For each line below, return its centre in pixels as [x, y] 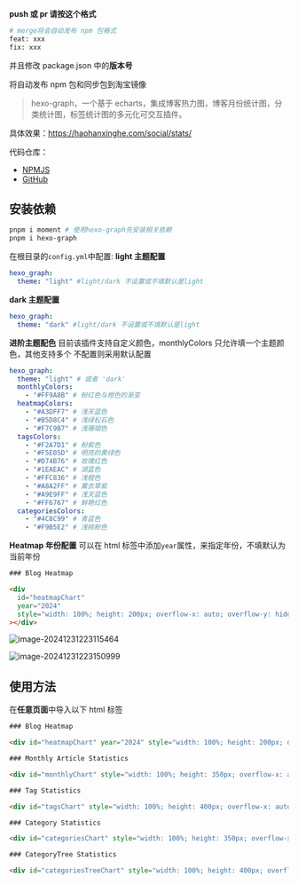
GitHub [35, 179]
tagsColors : [39, 437]
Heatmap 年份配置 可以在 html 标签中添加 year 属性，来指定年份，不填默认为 [148, 546]
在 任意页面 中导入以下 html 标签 [66, 710]
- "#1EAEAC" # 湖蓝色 [63, 470]
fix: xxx [25, 47]
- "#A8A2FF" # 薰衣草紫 [67, 486]
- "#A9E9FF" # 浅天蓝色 [67, 494]
